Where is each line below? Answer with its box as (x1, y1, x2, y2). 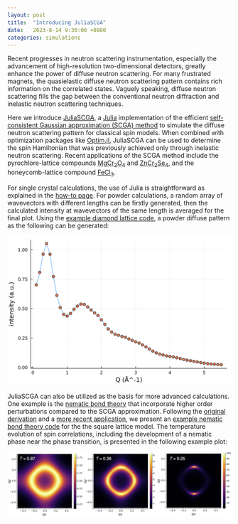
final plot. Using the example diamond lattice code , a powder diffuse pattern (7, 213, 230, 222)
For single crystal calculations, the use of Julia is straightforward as (7, 183, 205, 192)
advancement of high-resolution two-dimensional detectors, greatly (7, 62, 206, 70)
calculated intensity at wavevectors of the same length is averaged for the (7, 206, 225, 215)
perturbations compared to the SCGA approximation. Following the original (7, 407, 226, 415)
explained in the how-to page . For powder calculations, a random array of (7, 191, 223, 199)
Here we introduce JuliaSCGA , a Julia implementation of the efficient (7, 114, 209, 122)
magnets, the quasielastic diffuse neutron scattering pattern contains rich (7, 77, 222, 85)
